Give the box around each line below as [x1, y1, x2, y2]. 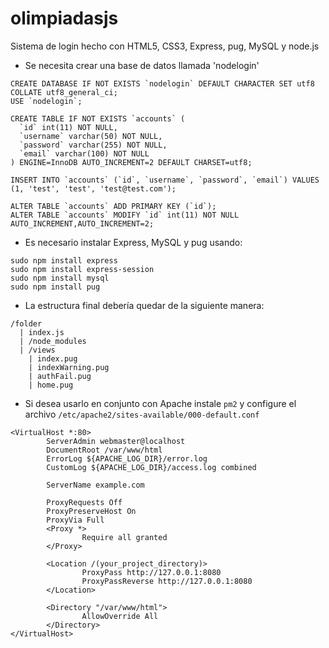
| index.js [19, 327, 65, 337]
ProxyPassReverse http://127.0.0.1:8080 [81, 576, 253, 586]
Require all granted [81, 532, 168, 542]
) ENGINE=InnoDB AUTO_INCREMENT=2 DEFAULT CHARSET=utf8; [10, 157, 253, 167]
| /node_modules [19, 336, 87, 346]
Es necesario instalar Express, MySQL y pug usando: [24, 236, 243, 248]
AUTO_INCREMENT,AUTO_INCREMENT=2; [10, 218, 155, 229]
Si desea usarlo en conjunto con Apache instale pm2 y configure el [24, 397, 297, 409]
